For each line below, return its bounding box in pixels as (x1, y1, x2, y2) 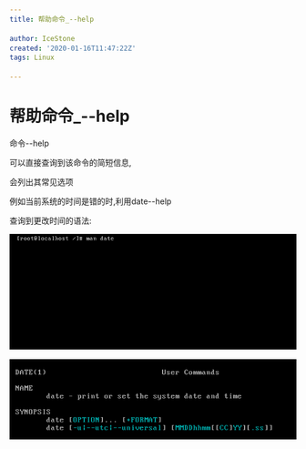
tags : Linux (9, 53, 55, 63)
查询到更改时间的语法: (9, 215, 93, 226)
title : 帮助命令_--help (9, 15, 94, 24)
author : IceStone (9, 34, 76, 43)
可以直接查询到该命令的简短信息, (9, 157, 132, 168)
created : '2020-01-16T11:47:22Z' (9, 44, 137, 53)
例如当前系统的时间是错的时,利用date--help (9, 196, 172, 207)
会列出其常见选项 (9, 176, 74, 187)
